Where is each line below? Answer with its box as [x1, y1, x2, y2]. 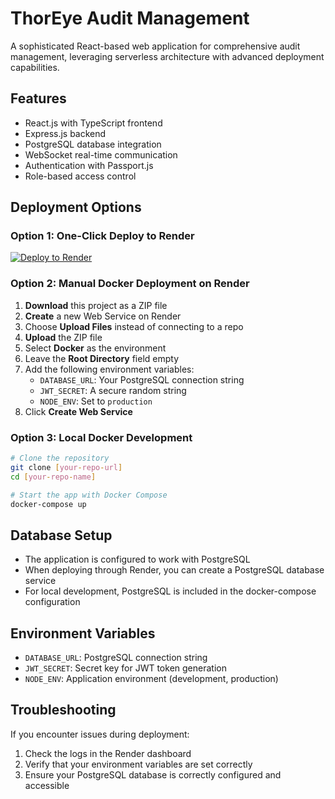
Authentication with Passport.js [24, 159, 154, 171]
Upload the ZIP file [24, 331, 103, 343]
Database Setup [10, 527, 113, 544]
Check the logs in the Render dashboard [24, 747, 192, 759]
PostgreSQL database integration [24, 138, 162, 150]
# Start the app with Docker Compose [10, 490, 168, 500]
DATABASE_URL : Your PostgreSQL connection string [39, 373, 245, 386]
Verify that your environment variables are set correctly [24, 758, 253, 770]
